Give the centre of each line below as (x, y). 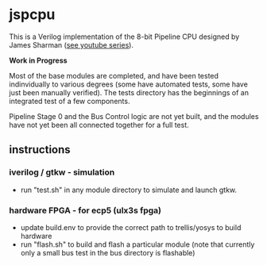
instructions (40, 150)
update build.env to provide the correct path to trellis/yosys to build (131, 227)
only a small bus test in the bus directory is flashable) (108, 252)
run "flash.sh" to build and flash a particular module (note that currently (137, 244)
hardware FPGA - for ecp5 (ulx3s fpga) (85, 210)
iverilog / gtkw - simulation (62, 172)
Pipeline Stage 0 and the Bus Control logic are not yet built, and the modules (134, 116)
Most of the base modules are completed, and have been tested (114, 75)
